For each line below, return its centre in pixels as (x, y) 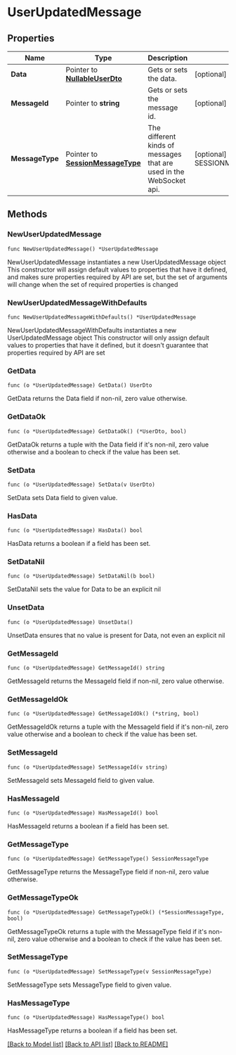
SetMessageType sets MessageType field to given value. (90, 985)
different (162, 136)
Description (168, 58)
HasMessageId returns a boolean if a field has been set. (88, 826)
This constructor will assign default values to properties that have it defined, (118, 269)
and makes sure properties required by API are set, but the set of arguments (117, 277)
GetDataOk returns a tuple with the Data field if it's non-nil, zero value (108, 445)
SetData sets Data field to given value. (63, 497)
